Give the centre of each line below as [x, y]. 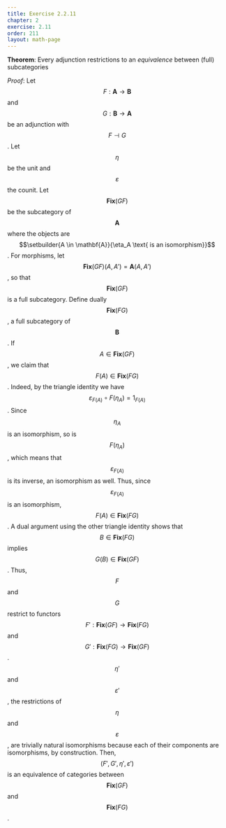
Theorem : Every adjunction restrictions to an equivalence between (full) [111, 59]
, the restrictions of [35, 701]
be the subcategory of [39, 212]
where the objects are [39, 234]
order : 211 [23, 33]
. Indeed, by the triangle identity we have [66, 387]
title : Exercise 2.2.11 [42, 14]
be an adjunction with [38, 125]
